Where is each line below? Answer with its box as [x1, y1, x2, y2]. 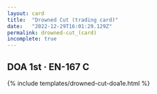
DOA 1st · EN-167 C [7, 61, 90, 73]
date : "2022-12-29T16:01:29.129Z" [7, 23, 112, 30]
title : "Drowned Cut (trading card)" [7, 16, 118, 23]
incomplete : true [7, 36, 57, 43]
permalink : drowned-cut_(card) [7, 29, 97, 36]
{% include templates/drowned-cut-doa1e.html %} [7, 79, 150, 87]
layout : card [7, 10, 45, 17]
